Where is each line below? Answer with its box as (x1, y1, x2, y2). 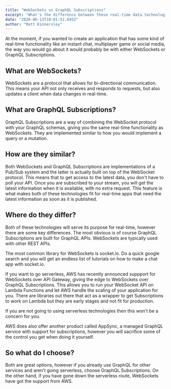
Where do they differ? (5, 211, 76, 219)
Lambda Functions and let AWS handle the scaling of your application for (5, 287, 158, 293)
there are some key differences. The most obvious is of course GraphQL (5, 229, 157, 235)
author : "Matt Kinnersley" (5, 21, 63, 27)
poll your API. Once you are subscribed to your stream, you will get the (5, 179, 154, 186)
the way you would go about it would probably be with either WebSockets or (5, 46, 165, 52)
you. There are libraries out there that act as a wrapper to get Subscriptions (5, 292, 164, 298)
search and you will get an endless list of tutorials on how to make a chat (5, 255, 158, 262)
